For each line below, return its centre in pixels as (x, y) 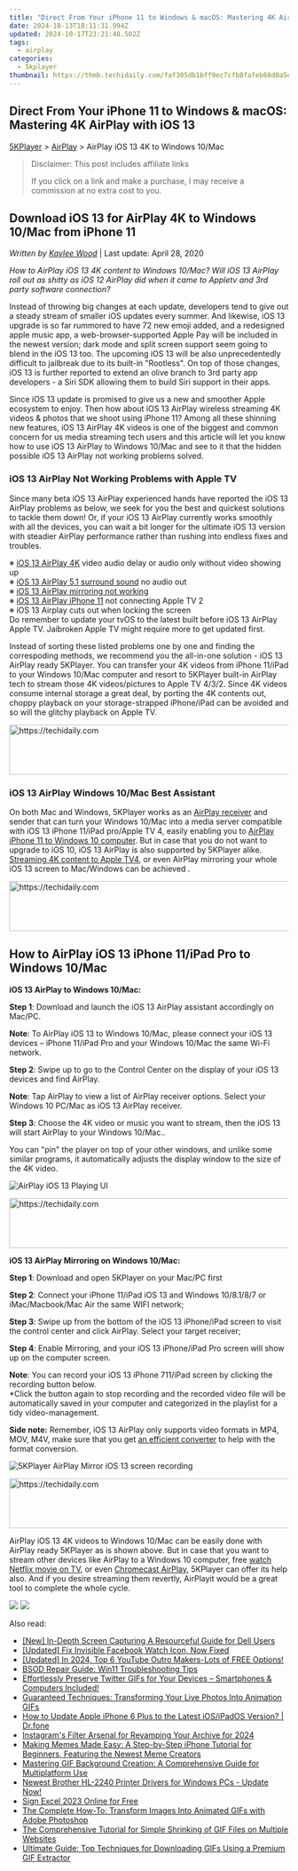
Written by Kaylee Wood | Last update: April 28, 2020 (106, 253)
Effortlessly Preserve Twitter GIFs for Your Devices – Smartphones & (147, 1678)
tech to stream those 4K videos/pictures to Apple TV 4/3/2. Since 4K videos (149, 684)
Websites (39, 1838)
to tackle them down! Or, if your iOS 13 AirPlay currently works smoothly (141, 517)
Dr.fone (35, 1725)
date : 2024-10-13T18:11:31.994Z (69, 26)
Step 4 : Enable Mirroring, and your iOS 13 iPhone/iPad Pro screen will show (147, 1348)
